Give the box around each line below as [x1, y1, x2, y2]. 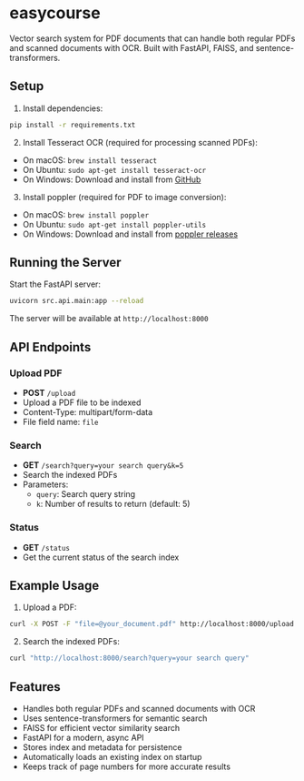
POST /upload [22, 388, 76, 398]
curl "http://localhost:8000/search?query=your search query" [9, 654, 250, 663]
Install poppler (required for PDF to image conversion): [22, 191, 227, 202]
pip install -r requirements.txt [9, 120, 136, 129]
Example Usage [9, 577, 100, 593]
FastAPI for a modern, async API [22, 732, 144, 743]
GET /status [22, 542, 71, 553]
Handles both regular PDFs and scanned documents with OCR [22, 703, 256, 714]
